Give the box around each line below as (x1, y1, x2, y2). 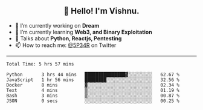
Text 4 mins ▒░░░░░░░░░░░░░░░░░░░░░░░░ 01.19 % (6, 87, 180, 93)
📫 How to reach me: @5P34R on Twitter (14, 41, 117, 49)
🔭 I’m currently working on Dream (14, 22, 100, 29)
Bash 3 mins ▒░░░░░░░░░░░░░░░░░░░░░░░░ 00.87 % (6, 93, 180, 99)
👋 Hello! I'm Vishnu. (63, 6, 140, 16)
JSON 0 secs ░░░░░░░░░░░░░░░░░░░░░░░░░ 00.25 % (6, 97, 180, 104)
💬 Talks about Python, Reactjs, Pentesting (14, 34, 122, 42)
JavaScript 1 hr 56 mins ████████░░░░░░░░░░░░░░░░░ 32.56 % (6, 76, 180, 83)
